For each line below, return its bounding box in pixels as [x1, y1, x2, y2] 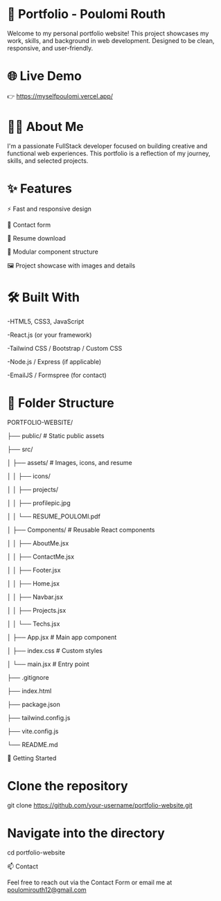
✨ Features [7, 181, 73, 196]
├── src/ [7, 445, 33, 453]
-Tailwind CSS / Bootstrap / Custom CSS [7, 344, 123, 352]
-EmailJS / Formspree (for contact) [7, 371, 107, 379]
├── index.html [7, 686, 52, 695]
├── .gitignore [7, 673, 50, 681]
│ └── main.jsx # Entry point [7, 660, 90, 668]
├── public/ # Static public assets [7, 431, 105, 439]
